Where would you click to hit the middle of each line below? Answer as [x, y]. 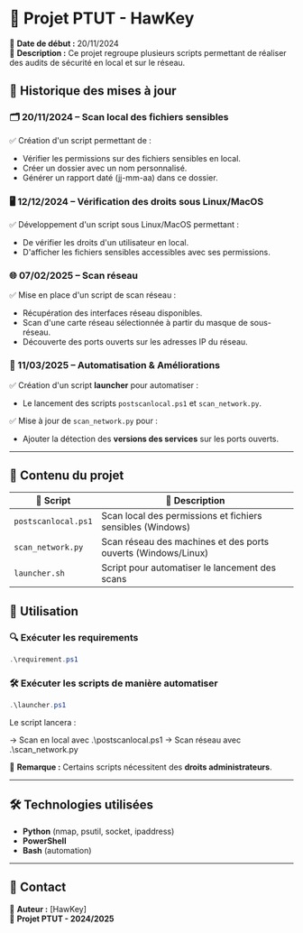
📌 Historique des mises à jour [93, 91]
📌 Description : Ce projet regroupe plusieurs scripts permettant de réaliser [148, 52]
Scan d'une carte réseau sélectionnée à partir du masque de [135, 323]
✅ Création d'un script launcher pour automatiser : [104, 385]
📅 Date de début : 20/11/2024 [64, 43]
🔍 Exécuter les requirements [74, 637]
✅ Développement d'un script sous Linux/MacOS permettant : [124, 224]
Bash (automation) [57, 850]
